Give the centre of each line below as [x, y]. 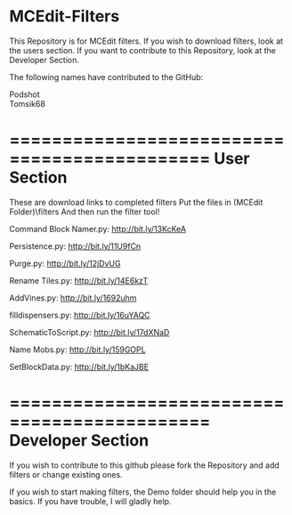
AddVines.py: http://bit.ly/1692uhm [73, 298]
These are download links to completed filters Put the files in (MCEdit [136, 202]
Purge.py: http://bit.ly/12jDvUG [65, 263]
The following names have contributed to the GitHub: [106, 76]
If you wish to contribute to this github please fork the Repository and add [145, 465]
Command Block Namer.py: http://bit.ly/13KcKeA [98, 229]
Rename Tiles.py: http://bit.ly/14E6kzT [79, 280]
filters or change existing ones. [66, 474]
